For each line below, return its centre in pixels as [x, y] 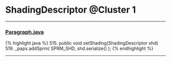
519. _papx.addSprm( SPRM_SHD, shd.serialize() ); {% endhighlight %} [79, 49]
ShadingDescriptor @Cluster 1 [71, 10]
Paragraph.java [25, 32]
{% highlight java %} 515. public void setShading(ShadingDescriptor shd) [82, 43]
